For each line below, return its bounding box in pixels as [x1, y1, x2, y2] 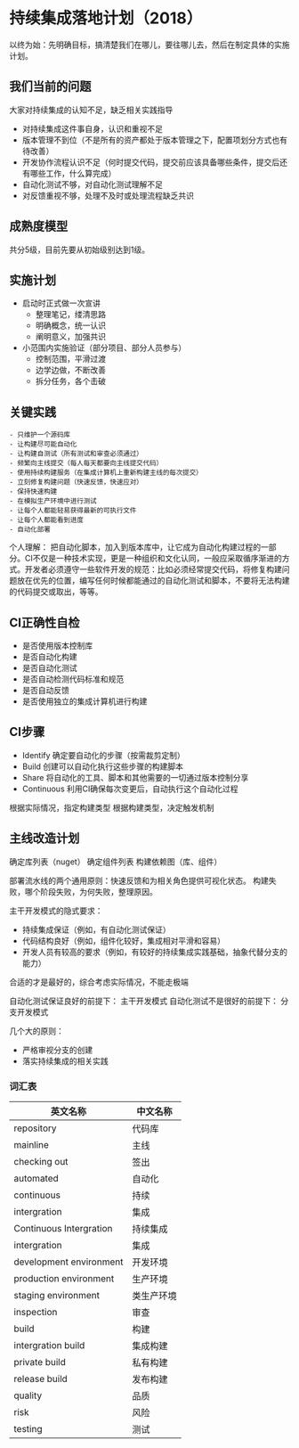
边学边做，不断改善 [35, 364, 107, 375]
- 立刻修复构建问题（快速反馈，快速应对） [9, 478, 144, 487]
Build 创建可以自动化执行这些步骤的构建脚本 [21, 761, 184, 772]
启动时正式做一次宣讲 [21, 298, 101, 308]
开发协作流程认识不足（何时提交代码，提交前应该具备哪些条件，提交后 [21, 157, 280, 168]
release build [13, 1372, 69, 1385]
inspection [13, 1305, 58, 1318]
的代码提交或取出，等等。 [9, 586, 103, 597]
